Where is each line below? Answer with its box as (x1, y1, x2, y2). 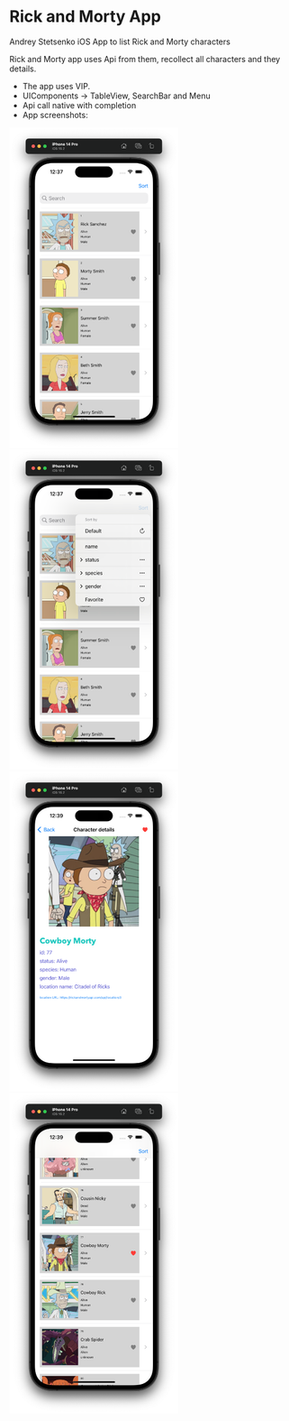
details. (9, 63, 37, 74)
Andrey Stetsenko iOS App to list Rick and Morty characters (9, 36, 231, 47)
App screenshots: (22, 109, 88, 120)
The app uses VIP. (22, 80, 91, 91)
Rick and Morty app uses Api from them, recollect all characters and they (9, 53, 281, 64)
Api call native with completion (22, 99, 137, 110)
